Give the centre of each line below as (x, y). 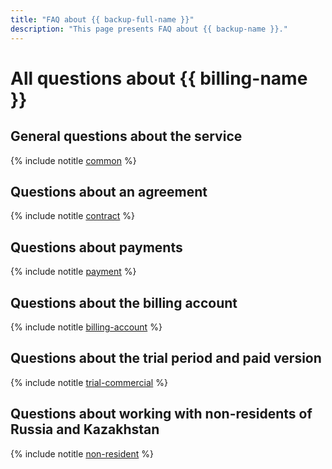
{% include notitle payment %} (73, 272)
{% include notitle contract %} (72, 216)
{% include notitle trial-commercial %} (89, 382)
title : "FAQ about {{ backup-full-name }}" (102, 19)
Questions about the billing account (124, 302)
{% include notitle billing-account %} (86, 327)
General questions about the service (126, 136)
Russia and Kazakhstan (85, 429)
